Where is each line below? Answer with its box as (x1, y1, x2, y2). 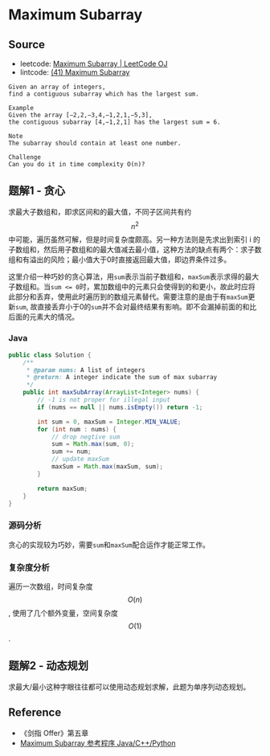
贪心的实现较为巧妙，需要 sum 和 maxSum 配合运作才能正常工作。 (8, 540, 211, 550)
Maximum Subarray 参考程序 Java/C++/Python (19, 738, 176, 748)
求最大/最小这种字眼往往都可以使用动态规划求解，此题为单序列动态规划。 (8, 681, 251, 692)
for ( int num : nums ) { (37, 425, 117, 433)
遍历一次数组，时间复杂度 (8, 581, 93, 591)
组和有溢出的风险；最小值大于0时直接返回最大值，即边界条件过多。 (8, 255, 231, 264)
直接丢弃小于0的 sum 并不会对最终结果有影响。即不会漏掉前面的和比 (37, 302, 257, 312)
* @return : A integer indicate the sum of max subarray (26, 374, 218, 382)
